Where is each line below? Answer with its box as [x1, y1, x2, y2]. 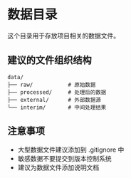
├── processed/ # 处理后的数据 [7, 88, 107, 96]
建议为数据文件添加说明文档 [17, 163, 100, 172]
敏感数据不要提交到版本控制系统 [17, 154, 112, 162]
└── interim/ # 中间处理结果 [7, 104, 107, 111]
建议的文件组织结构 [7, 54, 92, 66]
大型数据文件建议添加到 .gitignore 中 [17, 145, 125, 154]
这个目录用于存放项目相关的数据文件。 [7, 31, 120, 40]
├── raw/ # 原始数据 [7, 81, 96, 88]
